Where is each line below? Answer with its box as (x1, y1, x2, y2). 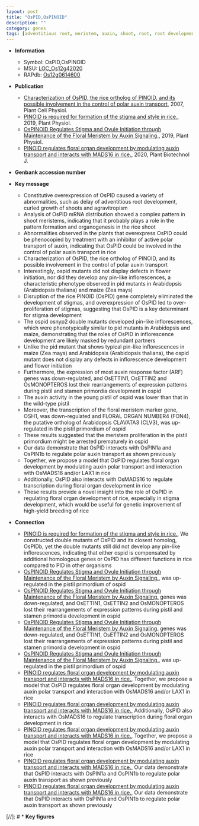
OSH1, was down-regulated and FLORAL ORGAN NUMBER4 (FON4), (23, 413, 191, 420)
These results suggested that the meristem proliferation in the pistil (23, 432, 188, 439)
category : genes (6, 25, 46, 31)
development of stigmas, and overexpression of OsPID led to (23, 299, 172, 306)
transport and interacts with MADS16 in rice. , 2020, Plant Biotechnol (23, 151, 190, 158)
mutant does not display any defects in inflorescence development (23, 356, 187, 363)
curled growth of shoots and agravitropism (23, 204, 129, 211)
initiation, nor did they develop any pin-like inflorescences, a (23, 274, 171, 281)
